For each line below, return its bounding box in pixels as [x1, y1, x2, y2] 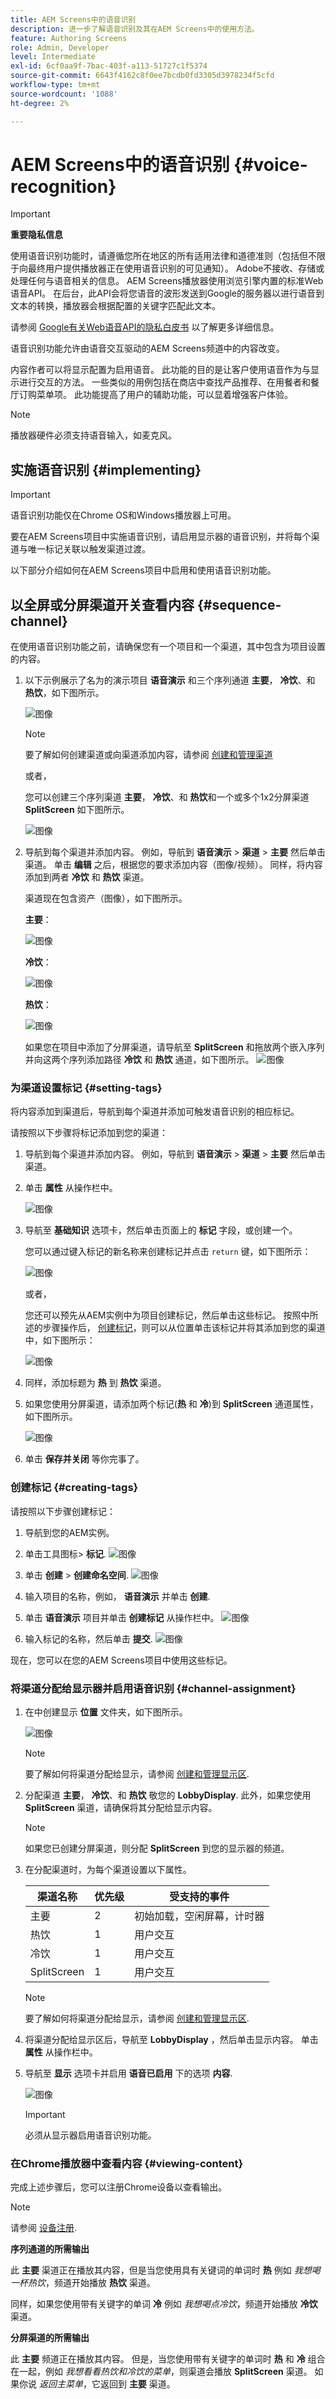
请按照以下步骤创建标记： [10, 1505, 116, 1517]
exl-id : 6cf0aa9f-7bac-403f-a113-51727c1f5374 [10, 61, 208, 71]
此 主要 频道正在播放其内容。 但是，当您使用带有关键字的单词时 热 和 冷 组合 [10, 2353, 326, 2365]
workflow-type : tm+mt [10, 80, 101, 90]
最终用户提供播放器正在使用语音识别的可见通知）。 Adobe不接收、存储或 [27, 262, 325, 275]
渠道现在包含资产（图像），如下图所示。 [24, 892, 188, 905]
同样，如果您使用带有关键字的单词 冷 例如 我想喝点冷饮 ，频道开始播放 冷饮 [10, 2298, 318, 2310]
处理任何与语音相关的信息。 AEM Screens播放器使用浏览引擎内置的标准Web [10, 275, 324, 287]
